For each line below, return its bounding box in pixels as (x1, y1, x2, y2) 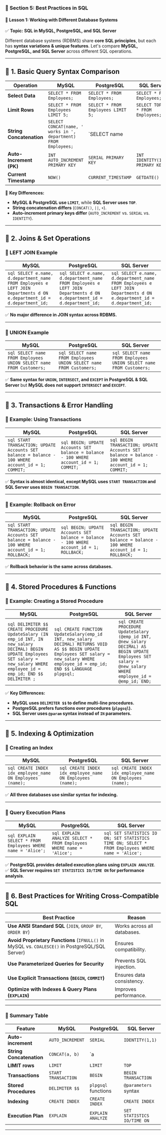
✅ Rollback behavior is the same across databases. (5, 563, 113, 569)
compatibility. (114, 946, 146, 953)
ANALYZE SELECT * (51, 835, 93, 841)
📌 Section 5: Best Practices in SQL (5, 4, 88, 11)
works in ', (47, 128, 76, 134)
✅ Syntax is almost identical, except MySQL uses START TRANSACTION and (5, 478, 156, 484)
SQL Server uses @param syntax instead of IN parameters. (12, 710, 132, 716)
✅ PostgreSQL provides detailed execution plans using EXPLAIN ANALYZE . (5, 862, 156, 868)
